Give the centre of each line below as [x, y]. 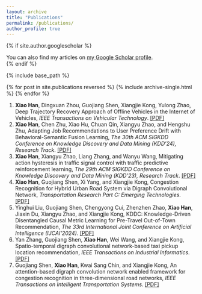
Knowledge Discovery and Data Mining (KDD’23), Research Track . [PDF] [105, 176]
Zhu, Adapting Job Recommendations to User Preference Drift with [98, 131]
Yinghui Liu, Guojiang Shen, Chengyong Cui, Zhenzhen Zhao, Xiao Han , [104, 208]
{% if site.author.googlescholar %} [49, 46]
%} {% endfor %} [28, 93]
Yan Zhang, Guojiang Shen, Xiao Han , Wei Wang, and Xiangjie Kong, [99, 240]
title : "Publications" [35, 17]
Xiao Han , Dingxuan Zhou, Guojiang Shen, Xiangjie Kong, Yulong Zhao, [103, 105]
